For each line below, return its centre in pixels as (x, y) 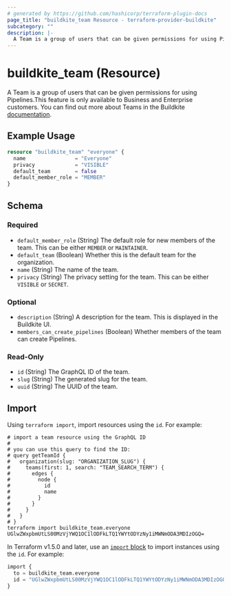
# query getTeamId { (37, 456)
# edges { (30, 474)
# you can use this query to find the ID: (69, 450)
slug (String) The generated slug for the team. (82, 379)
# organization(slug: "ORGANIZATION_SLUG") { (77, 462)
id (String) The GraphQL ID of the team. (74, 372)
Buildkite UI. (34, 324)
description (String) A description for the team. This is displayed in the (118, 317)
